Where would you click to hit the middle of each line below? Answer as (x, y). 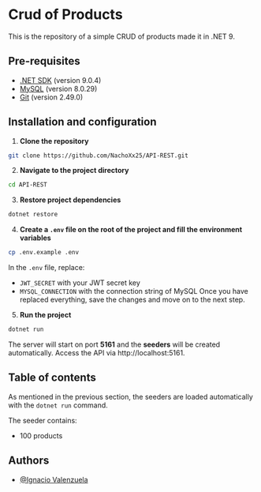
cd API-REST (28, 185)
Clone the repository (54, 141)
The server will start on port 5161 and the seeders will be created (114, 344)
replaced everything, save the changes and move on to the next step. (132, 300)
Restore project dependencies (70, 200)
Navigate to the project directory (74, 171)
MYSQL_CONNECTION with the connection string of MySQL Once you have (134, 291)
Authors (29, 461)
